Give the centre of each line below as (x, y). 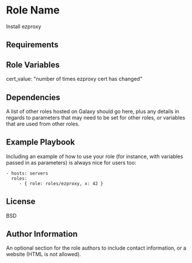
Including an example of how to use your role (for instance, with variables (95, 156)
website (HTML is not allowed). (44, 254)
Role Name (33, 10)
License (21, 202)
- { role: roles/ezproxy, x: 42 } (61, 183)
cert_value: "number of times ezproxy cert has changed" (74, 79)
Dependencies (33, 97)
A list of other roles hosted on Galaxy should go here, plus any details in (93, 111)
